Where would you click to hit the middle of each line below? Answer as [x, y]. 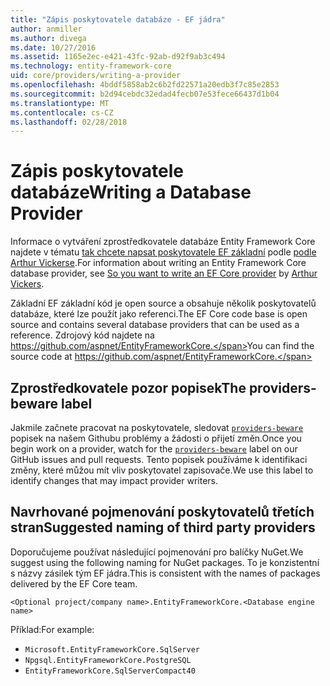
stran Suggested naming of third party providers [163, 527]
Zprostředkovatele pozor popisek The [128, 387]
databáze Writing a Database [131, 192]
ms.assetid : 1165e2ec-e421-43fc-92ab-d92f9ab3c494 [118, 57]
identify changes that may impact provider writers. [114, 480]
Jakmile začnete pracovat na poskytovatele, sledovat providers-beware [157, 427]
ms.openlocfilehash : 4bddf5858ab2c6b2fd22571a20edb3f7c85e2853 [145, 85]
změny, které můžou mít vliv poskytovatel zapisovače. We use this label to [162, 470]
